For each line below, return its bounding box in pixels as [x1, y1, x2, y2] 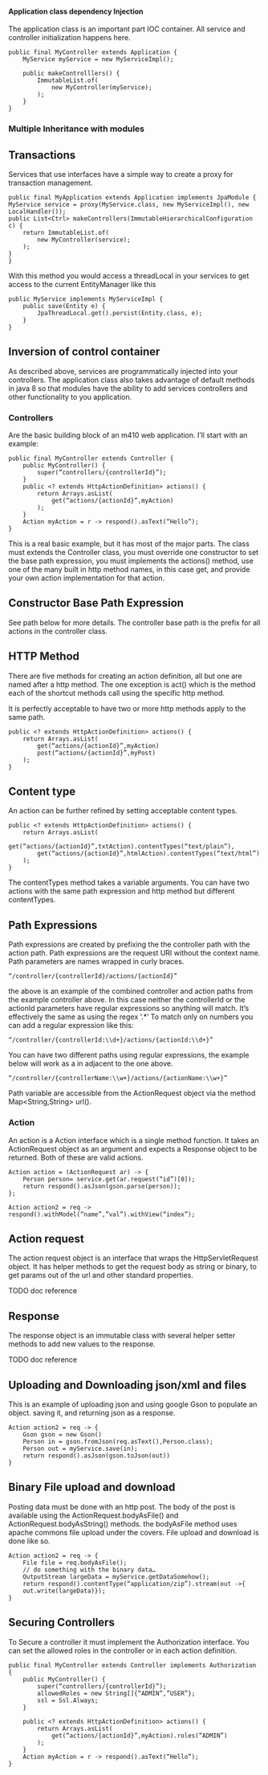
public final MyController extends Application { [8, 48, 178, 56]
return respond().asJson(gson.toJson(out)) [22, 1452, 171, 1460]
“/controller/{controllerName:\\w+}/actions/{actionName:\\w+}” [8, 1074, 228, 1083]
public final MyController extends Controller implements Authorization [8, 1661, 257, 1669]
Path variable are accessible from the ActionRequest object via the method [8, 1088, 256, 1098]
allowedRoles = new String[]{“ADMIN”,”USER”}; [37, 1689, 196, 1697]
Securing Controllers [8, 1616, 115, 1629]
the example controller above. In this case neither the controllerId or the [8, 995, 246, 1005]
